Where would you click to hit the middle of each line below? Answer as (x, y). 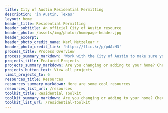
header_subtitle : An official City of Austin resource (63, 28)
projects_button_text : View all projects (49, 70)
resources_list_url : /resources (39, 89)
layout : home (19, 19)
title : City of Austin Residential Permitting (54, 10)
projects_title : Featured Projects (42, 61)
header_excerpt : (22, 38)
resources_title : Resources (34, 79)
